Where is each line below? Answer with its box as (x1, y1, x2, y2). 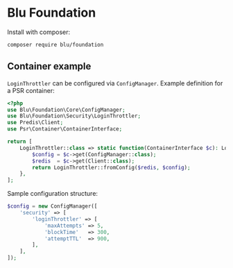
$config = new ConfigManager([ (7, 203, 98, 210)
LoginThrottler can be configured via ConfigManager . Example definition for (7, 78, 223, 87)
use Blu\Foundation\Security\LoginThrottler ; (7, 112, 141, 119)
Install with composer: (7, 28, 71, 36)
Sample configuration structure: (7, 190, 98, 198)
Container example (7, 60, 92, 72)
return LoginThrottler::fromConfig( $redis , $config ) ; (32, 164, 191, 171)
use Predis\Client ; (7, 119, 64, 126)
